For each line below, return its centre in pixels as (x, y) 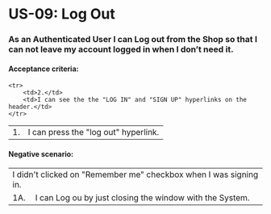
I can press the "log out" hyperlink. (94, 132)
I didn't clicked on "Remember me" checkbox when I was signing (135, 174)
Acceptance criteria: (44, 69)
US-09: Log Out (62, 14)
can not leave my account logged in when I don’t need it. (121, 49)
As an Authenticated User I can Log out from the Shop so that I (133, 40)
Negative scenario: (41, 153)
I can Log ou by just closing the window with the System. (142, 197)
